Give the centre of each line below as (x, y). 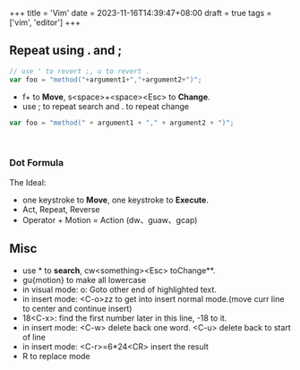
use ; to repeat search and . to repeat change (106, 106)
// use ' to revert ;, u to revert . (80, 71)
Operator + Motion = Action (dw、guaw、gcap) (110, 219)
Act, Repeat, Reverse (61, 209)
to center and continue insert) (77, 308)
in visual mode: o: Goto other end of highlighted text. (120, 289)
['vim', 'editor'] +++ (45, 22)
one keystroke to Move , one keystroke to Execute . (115, 200)
